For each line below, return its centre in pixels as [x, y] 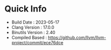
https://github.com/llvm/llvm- [77, 37]
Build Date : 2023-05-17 [35, 22]
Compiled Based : [29, 37]
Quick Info [26, 9]
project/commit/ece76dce [37, 42]
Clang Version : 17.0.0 [33, 27]
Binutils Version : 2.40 [33, 32]
